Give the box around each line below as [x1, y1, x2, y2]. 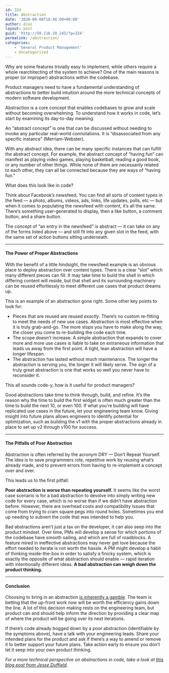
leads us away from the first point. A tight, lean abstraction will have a [12, 345, 157, 351]
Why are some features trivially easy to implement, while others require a [5, 64, 157, 70]
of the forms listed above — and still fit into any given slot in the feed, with [5, 228, 159, 235]
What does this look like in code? [5, 182, 74, 188]
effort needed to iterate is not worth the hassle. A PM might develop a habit [5, 545, 161, 551]
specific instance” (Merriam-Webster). [5, 136, 85, 142]
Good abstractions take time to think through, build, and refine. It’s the [5, 392, 150, 398]
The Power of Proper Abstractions [5, 250, 78, 256]
